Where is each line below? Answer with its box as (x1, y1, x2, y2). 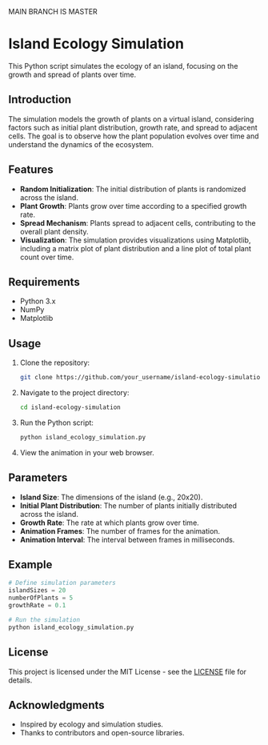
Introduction (8, 93, 72, 106)
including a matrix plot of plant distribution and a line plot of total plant (19, 243, 252, 253)
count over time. (19, 252, 74, 262)
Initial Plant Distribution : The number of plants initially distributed (19, 500, 238, 511)
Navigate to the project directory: (19, 388, 130, 398)
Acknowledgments (8, 698, 106, 711)
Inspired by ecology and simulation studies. (19, 719, 164, 729)
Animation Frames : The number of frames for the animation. (19, 526, 221, 535)
